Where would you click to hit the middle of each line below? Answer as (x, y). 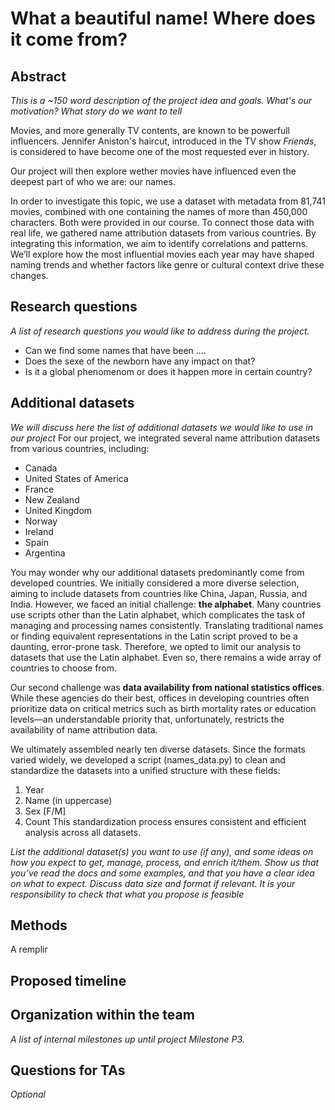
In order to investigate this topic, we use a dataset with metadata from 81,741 (168, 201)
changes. (29, 275)
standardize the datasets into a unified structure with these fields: (145, 770)
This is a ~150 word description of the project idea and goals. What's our (161, 100)
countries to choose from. (64, 668)
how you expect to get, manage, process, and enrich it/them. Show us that (165, 862)
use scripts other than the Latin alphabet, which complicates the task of (158, 614)
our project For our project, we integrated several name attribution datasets (165, 438)
